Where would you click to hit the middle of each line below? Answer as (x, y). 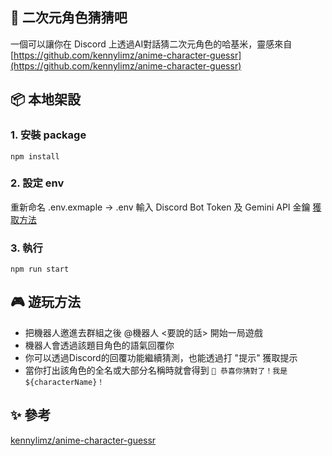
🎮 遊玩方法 (45, 302)
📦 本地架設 (46, 99)
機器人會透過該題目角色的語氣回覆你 (99, 345)
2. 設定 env (37, 183)
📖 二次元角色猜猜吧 (69, 18)
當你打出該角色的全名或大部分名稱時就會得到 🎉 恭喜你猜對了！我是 (156, 370)
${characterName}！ (64, 382)
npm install (35, 156)
